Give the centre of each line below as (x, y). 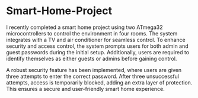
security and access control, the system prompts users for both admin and (97, 46)
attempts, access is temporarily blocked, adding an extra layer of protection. (99, 82)
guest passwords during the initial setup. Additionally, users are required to (98, 52)
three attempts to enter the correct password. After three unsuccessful (93, 76)
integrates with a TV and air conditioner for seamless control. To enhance (96, 40)
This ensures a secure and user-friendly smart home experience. (85, 89)
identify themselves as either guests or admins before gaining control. (92, 58)
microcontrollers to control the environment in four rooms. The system (92, 33)
